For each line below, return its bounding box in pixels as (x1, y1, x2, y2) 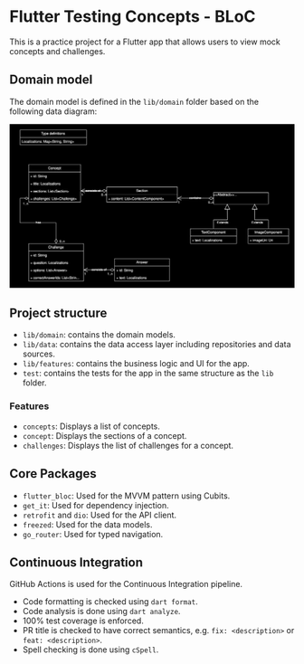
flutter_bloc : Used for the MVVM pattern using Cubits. (22, 490, 231, 501)
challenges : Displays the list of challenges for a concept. (22, 440, 233, 451)
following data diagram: (9, 106, 98, 117)
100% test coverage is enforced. (22, 615, 145, 626)
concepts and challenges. (9, 45, 106, 56)
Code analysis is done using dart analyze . (22, 606, 181, 617)
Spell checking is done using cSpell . (22, 644, 159, 655)
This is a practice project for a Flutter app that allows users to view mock (9, 36, 280, 47)
